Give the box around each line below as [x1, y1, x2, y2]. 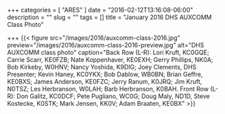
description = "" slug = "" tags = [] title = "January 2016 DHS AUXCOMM [7, 13, 213, 21]
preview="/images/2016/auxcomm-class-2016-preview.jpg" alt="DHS [7, 41, 204, 49]
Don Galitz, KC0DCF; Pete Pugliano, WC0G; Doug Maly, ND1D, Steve [16, 92, 211, 100]
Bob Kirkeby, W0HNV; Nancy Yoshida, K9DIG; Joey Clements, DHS [7, 63, 197, 71]
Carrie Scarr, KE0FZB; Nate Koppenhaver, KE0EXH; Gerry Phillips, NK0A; [7, 56, 214, 64]
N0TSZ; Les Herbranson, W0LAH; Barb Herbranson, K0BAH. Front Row [7, 85, 209, 93]
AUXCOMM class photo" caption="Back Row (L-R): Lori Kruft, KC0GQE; [7, 48, 209, 56]
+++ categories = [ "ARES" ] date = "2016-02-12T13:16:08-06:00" [7, 6, 193, 14]
